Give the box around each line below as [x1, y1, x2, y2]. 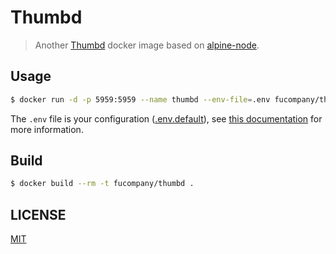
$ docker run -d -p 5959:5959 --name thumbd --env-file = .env [10, 94, 271, 105]
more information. [10, 123, 84, 135]
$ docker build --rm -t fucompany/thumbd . [10, 179, 195, 189]
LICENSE [10, 206, 67, 223]
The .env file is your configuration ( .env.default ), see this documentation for [10, 112, 323, 125]
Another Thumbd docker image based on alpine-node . [34, 39, 260, 51]
